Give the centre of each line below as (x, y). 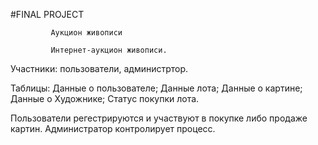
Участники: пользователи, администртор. (99, 68)
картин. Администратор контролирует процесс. (113, 128)
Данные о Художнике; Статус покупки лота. (105, 98)
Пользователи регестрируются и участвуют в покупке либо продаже (159, 118)
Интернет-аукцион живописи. (109, 50)
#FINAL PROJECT (47, 14)
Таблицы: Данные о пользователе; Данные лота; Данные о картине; (156, 88)
